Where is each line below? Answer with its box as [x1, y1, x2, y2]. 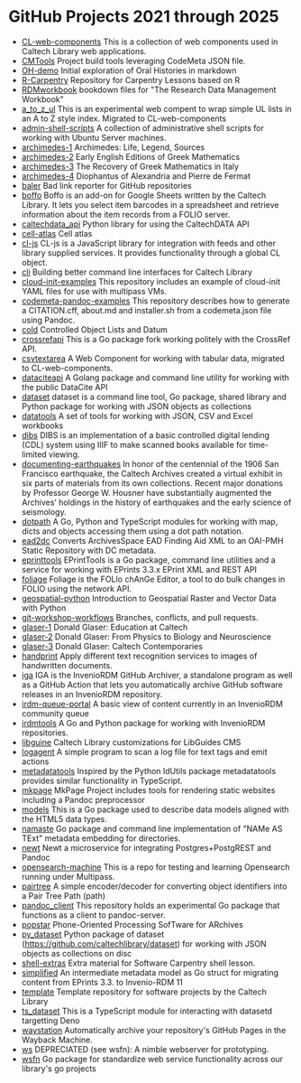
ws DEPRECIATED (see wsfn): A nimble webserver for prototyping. [21, 1043, 269, 1054]
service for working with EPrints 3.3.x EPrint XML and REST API [21, 564, 258, 574]
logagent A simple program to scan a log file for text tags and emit [21, 746, 268, 757]
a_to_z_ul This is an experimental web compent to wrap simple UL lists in [21, 103, 292, 114]
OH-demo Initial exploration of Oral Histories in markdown [21, 65, 237, 76]
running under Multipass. [21, 871, 115, 882]
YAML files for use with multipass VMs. [21, 285, 168, 296]
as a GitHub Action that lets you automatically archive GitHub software [21, 679, 283, 690]
